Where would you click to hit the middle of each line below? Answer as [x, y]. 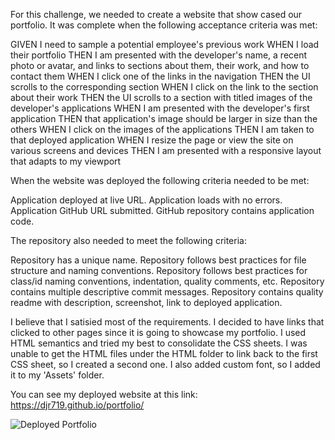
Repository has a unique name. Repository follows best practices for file [158, 260]
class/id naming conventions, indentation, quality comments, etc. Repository [167, 281]
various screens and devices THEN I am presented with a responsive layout [166, 150]
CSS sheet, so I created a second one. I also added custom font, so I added [165, 364]
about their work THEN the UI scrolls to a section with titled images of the [161, 97]
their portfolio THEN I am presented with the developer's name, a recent [159, 55]
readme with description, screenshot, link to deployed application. [146, 302]
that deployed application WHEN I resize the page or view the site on [152, 140]
